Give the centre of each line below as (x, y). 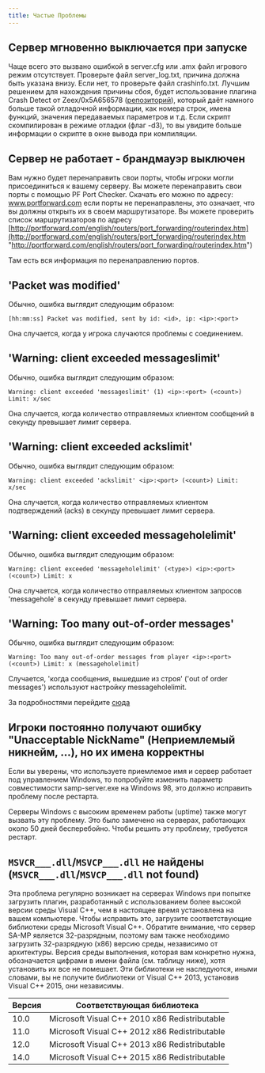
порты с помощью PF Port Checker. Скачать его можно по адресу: (121, 195)
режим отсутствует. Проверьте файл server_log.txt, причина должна (124, 75)
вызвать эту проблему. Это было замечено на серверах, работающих (127, 821)
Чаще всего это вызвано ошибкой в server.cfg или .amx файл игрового (128, 66)
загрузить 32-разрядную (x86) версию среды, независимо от (113, 943)
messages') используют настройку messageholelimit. (98, 687)
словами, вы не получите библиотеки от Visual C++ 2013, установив (124, 977)
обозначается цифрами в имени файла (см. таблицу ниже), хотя (117, 960)
